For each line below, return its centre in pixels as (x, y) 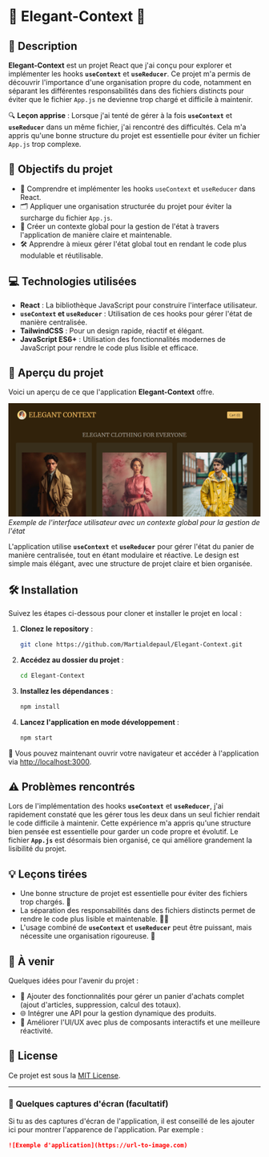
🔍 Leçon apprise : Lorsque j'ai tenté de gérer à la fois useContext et (120, 115)
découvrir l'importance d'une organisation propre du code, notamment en (130, 82)
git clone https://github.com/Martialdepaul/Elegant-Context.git (131, 645)
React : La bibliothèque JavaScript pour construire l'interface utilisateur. (139, 305)
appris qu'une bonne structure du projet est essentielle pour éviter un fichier (134, 135)
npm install (40, 707)
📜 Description (43, 46)
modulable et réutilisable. (61, 255)
